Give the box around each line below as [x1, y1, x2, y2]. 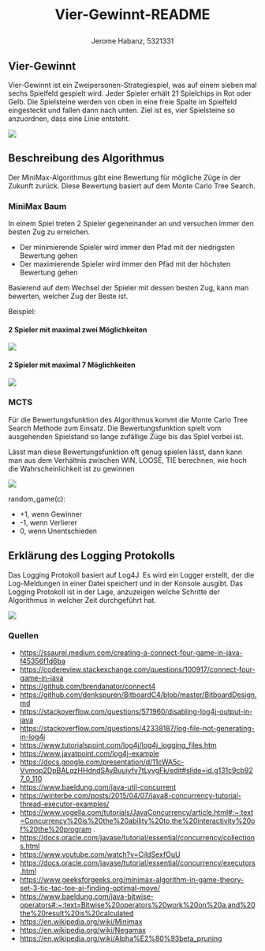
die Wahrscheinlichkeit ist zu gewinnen [8, 464, 136, 473]
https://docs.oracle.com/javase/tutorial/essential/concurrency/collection [19, 832, 255, 842]
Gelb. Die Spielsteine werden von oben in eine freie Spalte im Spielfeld [8, 97, 237, 106]
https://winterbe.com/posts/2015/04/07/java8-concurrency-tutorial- [19, 790, 242, 800]
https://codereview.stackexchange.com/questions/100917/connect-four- [19, 665, 256, 674]
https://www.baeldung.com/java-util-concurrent [19, 782, 176, 792]
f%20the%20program [19, 824, 92, 834]
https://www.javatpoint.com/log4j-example [19, 748, 159, 758]
